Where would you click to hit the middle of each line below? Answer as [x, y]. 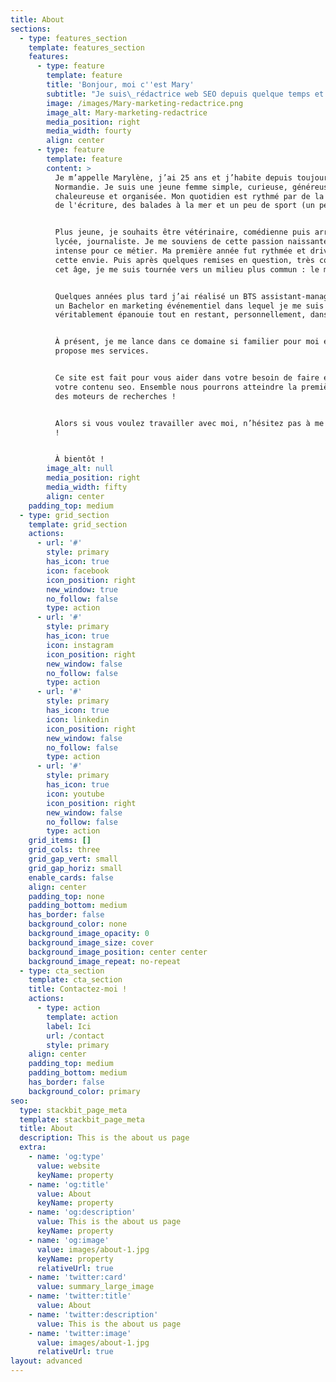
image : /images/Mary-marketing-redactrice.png [145, 103]
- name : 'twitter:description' [93, 1314]
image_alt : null [80, 469]
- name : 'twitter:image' [80, 1333]
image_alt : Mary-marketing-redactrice [127, 112]
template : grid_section [78, 524]
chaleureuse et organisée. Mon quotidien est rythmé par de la [189, 196]
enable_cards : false [71, 877]
